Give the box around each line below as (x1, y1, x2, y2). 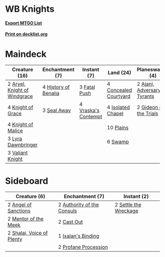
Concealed (107, 87, 133, 94)
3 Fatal (79, 84, 95, 90)
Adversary (137, 87, 161, 94)
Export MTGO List (5, 20, 42, 26)
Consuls (58, 207, 77, 214)
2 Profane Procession (58, 244, 108, 251)
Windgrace (7, 93, 33, 100)
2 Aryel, (7, 81, 26, 87)
